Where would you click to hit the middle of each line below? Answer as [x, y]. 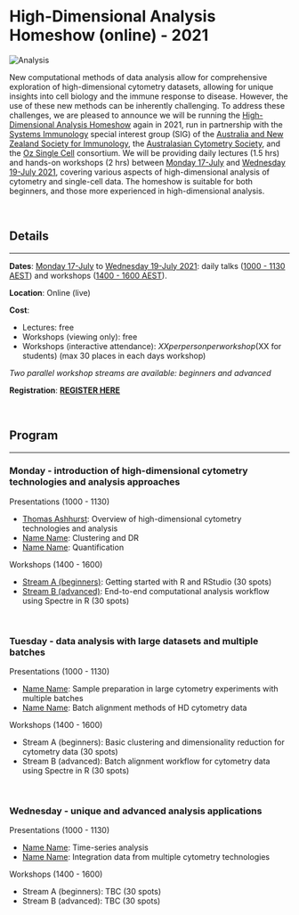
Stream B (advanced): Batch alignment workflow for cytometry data [146, 761]
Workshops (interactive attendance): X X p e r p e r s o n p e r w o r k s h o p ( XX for [152, 346]
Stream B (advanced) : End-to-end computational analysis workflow [145, 591]
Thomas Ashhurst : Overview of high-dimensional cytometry [132, 519]
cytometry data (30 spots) [70, 752]
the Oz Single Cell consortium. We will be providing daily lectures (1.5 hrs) [145, 152]
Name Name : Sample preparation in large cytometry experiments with [150, 689]
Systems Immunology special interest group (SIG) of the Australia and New [146, 134]
